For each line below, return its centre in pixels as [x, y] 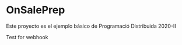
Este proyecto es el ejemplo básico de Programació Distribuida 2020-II [91, 26]
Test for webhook [27, 37]
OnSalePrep [36, 10]
